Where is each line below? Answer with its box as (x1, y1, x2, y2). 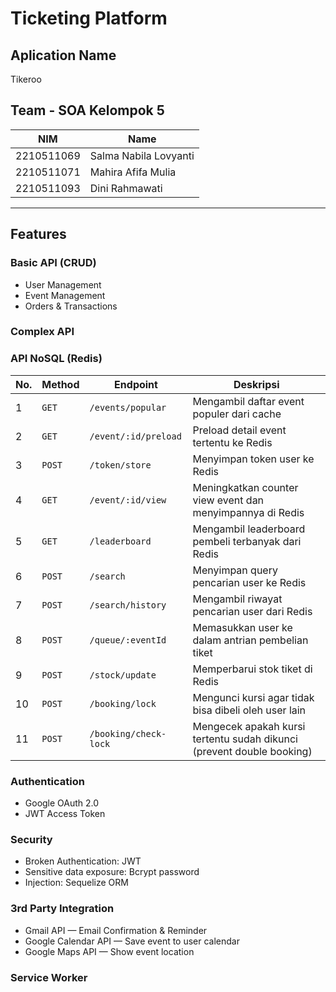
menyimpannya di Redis (192, 505, 305, 519)
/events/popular (89, 402, 167, 413)
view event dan (192, 493, 265, 507)
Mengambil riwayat (192, 592, 283, 606)
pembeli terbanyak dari (192, 534, 302, 548)
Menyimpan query (192, 563, 278, 577)
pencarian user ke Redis (192, 575, 307, 589)
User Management (24, 278, 102, 291)
